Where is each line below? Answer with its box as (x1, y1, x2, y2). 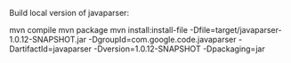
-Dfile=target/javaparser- (190, 25, 282, 35)
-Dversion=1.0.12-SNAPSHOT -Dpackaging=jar (93, 43, 265, 54)
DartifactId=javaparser (9, 43, 92, 54)
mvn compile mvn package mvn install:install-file (9, 25, 189, 35)
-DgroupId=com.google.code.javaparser (88, 35, 237, 44)
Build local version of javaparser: (9, 8, 130, 18)
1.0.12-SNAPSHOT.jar (9, 35, 87, 44)
